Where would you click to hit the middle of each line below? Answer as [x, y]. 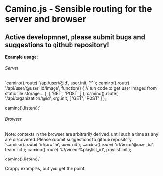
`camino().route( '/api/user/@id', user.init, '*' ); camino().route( [67, 83]
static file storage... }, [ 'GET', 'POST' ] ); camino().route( [62, 94]
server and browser [45, 19]
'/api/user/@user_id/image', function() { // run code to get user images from [81, 88]
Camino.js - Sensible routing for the [79, 9]
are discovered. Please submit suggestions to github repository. [69, 139]
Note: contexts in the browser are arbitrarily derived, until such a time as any [82, 134]
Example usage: [22, 57]
